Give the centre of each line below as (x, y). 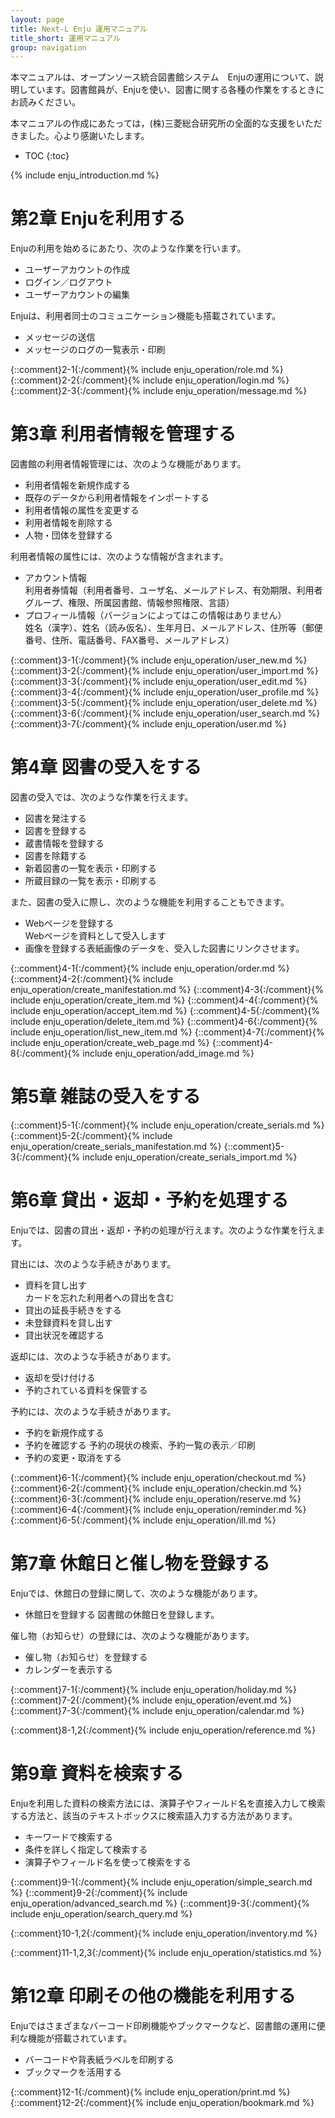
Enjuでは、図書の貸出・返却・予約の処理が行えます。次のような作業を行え (163, 1230)
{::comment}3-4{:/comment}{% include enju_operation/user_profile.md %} (165, 692)
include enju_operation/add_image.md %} (168, 1053)
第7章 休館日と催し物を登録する (140, 1563)
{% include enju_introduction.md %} (85, 175)
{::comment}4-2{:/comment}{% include (92, 979)
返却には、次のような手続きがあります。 (93, 1356)
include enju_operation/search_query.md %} (101, 1913)
